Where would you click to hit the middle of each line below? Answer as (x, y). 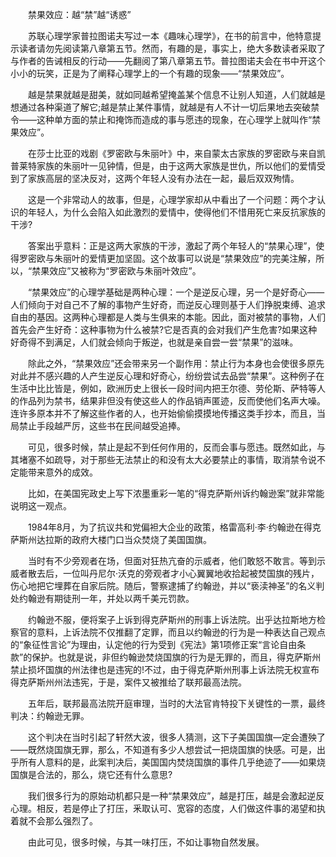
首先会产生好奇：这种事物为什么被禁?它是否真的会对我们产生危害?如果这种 (164, 329)
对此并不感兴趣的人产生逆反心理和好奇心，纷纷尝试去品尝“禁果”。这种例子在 (167, 376)
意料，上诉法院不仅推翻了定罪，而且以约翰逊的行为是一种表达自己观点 (181, 632)
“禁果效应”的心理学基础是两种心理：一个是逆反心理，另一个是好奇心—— (176, 292)
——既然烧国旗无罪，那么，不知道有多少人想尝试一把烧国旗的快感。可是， (163, 749)
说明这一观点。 (41, 506)
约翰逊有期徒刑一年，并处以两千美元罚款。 (106, 598)
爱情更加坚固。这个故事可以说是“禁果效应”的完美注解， (202, 258)
